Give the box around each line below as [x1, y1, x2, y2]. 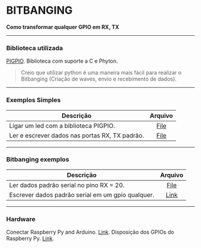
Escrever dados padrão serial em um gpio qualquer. [9, 191, 154, 199]
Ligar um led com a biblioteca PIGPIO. [9, 121, 115, 130]
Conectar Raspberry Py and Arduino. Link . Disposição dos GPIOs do [6, 228, 175, 236]
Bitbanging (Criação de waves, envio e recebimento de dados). [20, 75, 177, 82]
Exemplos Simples [6, 96, 61, 105]
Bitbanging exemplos [6, 155, 69, 164]
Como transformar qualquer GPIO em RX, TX [6, 23, 120, 30]
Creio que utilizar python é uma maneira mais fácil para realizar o [20, 69, 182, 76]
